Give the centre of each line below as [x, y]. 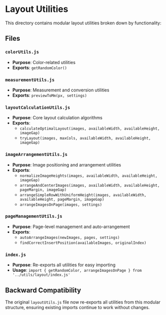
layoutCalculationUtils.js [38, 107]
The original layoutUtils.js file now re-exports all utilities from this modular [83, 302]
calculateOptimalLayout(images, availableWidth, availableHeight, [90, 129]
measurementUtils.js [30, 80]
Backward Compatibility [43, 290]
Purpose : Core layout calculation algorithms [57, 118]
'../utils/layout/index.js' [41, 275]
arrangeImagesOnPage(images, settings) [61, 205]
